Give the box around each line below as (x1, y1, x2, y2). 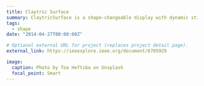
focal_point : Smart (12, 70, 61, 76)
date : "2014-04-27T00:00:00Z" (6, 31, 83, 38)
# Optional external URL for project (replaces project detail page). (6, 42, 189, 48)
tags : (6, 20, 20, 26)
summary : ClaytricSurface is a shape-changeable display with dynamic (6, 15, 189, 21)
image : (6, 59, 23, 65)
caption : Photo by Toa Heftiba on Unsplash (12, 64, 123, 70)
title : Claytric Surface (6, 8, 69, 15)
